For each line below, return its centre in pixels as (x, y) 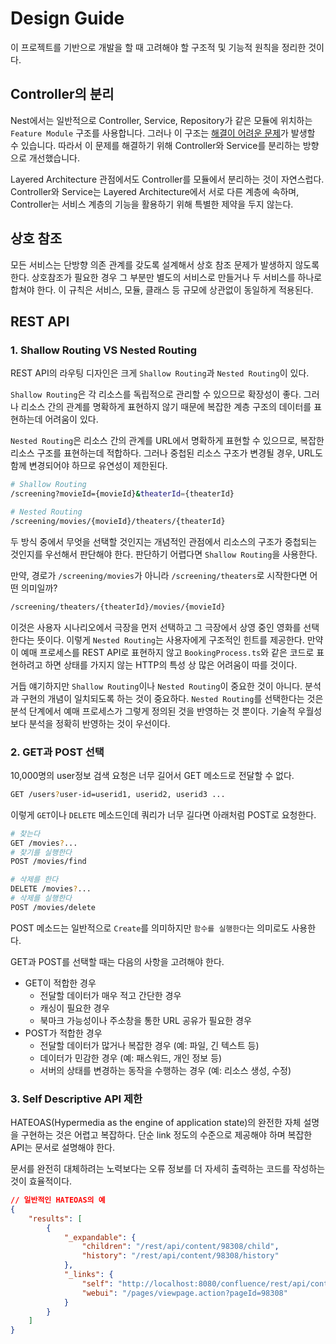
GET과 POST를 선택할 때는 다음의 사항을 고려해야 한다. (117, 961)
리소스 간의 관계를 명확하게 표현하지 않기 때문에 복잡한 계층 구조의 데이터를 (166, 407)
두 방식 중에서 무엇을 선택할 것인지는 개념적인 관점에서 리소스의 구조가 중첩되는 (164, 541)
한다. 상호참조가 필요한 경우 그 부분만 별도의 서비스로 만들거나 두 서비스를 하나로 (166, 277)
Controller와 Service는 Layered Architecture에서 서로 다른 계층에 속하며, (155, 191)
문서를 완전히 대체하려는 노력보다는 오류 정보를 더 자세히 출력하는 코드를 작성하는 (168, 1169)
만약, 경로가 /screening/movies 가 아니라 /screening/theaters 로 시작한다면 (159, 575)
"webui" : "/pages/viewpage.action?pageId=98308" (184, 1293)
